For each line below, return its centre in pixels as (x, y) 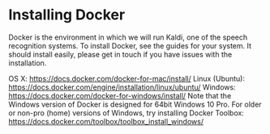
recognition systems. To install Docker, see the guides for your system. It (130, 45)
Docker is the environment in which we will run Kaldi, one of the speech (128, 37)
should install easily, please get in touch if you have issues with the (120, 54)
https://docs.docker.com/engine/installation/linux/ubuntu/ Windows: (122, 87)
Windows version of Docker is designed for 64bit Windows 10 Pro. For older (135, 104)
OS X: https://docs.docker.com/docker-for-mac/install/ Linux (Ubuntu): (127, 78)
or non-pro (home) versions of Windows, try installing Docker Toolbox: (126, 113)
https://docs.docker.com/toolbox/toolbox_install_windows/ (106, 121)
